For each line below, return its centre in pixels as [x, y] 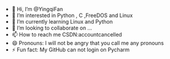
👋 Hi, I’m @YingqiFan [37, 9]
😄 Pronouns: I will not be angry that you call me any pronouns [88, 43]
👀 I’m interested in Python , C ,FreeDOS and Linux [72, 15]
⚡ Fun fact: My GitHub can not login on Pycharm [71, 50]
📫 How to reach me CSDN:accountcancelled [67, 35]
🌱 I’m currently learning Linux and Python [62, 22]
